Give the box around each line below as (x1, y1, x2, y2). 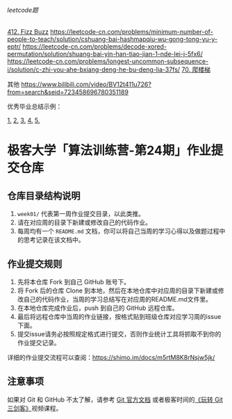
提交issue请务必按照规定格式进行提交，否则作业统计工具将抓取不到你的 (17, 330, 222, 338)
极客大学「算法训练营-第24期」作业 (7, 142, 212, 158)
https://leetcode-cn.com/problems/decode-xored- (22, 42, 167, 51)
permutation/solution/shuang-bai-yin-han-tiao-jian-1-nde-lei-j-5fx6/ (7, 50, 204, 58)
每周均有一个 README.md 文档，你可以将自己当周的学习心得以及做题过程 (17, 227, 220, 236)
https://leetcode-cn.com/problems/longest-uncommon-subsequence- (7, 57, 209, 65)
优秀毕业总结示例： (7, 102, 63, 110)
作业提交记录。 (17, 338, 60, 347)
